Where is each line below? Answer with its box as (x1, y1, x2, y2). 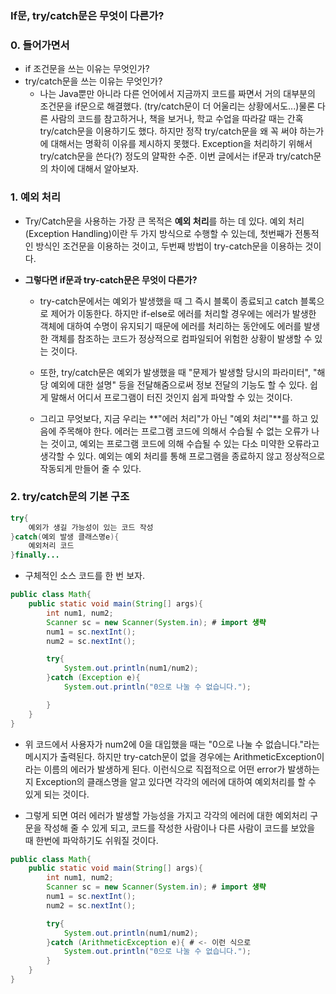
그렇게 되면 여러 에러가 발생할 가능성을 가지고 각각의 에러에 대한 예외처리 (24, 809, 308, 821)
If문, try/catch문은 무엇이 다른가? (10, 8, 165, 22)
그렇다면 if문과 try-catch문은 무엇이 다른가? (24, 273, 198, 286)
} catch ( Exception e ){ (46, 673, 141, 683)
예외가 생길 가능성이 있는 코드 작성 (28, 522, 154, 532)
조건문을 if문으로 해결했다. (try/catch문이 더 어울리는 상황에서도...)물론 (39, 100, 316, 112)
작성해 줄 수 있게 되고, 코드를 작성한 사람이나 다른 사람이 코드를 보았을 (43, 822, 316, 834)
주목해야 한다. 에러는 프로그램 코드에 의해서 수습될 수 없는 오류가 (58, 425, 310, 437)
